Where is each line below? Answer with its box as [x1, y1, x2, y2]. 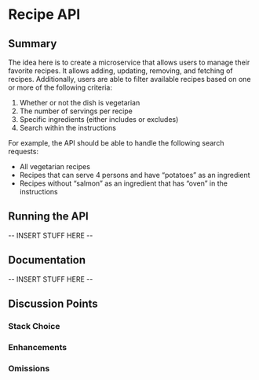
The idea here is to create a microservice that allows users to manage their [8, 57, 250, 67]
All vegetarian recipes [19, 162, 90, 171]
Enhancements [8, 341, 67, 352]
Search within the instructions [19, 124, 116, 132]
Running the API [8, 210, 89, 223]
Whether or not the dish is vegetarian [19, 98, 140, 107]
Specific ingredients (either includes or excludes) [19, 115, 179, 124]
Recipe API [8, 6, 81, 24]
